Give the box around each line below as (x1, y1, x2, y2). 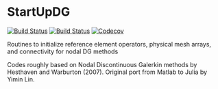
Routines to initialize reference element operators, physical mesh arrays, (7, 40, 211, 48)
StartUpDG (7, 4, 71, 20)
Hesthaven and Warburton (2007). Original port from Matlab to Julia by (7, 68, 208, 76)
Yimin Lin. (7, 75, 35, 83)
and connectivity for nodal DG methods (7, 47, 119, 55)
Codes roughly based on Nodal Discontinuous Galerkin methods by (7, 60, 197, 68)
